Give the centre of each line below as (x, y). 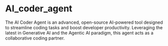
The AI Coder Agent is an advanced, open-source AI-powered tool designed (84, 22)
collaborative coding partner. (35, 38)
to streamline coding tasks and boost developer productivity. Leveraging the (84, 27)
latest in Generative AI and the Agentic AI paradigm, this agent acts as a (79, 33)
